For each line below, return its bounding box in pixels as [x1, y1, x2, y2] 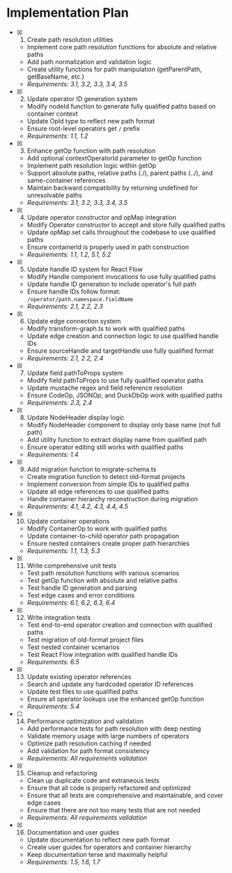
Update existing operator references [26, 672, 132, 681]
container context [26, 109, 78, 118]
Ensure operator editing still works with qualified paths [26, 443, 184, 451]
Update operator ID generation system [26, 94, 138, 103]
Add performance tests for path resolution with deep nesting [26, 724, 201, 733]
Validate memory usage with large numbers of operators [26, 731, 190, 740]
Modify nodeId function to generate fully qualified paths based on [26, 102, 217, 110]
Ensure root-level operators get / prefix [26, 124, 141, 132]
